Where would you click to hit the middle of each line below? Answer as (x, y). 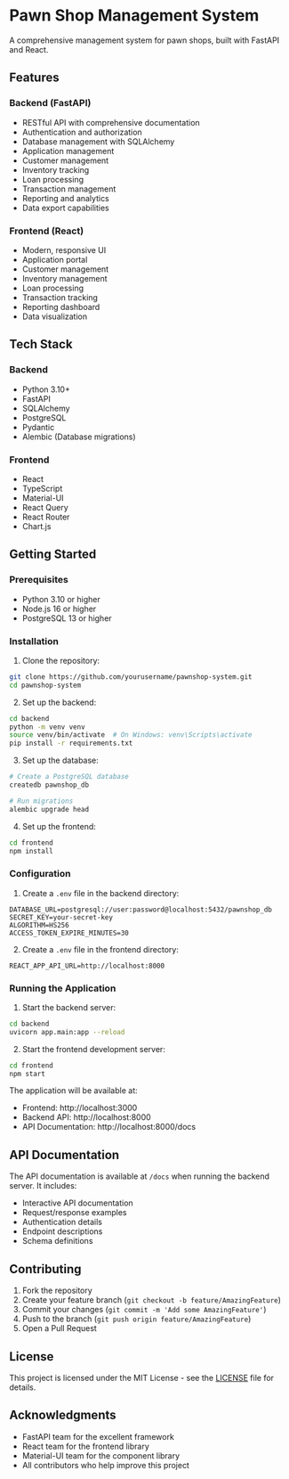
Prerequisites (39, 580)
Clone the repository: (61, 660)
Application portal (55, 259)
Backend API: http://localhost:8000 (86, 1117)
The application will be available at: (73, 1091)
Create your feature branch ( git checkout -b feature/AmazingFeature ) (152, 1300)
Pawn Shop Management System (134, 16)
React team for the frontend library (85, 1446)
